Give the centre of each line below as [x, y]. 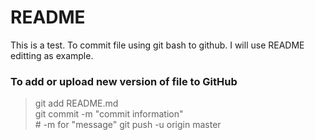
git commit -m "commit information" [109, 114]
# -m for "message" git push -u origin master [128, 125]
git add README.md [76, 103]
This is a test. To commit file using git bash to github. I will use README [157, 45]
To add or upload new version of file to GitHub [124, 81]
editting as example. [52, 55]
